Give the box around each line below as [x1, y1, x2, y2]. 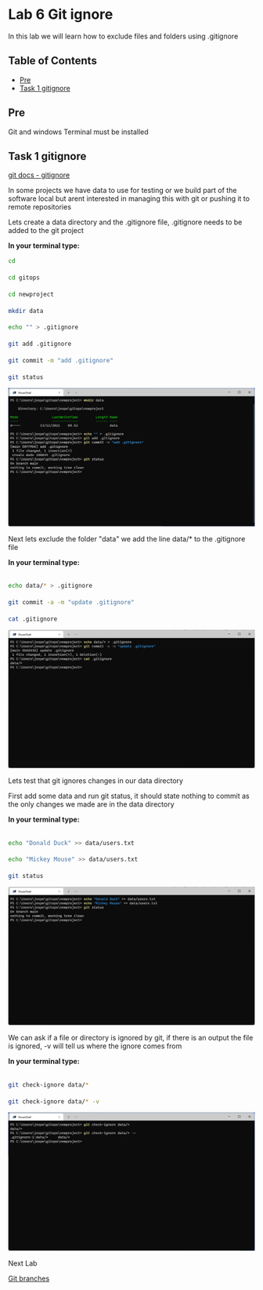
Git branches [8, 1274, 50, 1283]
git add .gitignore [8, 340, 72, 348]
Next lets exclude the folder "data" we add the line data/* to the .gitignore [8, 534, 246, 543]
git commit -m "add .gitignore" [8, 356, 113, 364]
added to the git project [8, 226, 85, 235]
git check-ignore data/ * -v [8, 1097, 100, 1106]
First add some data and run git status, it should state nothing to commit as [8, 791, 250, 800]
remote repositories [8, 202, 72, 212]
